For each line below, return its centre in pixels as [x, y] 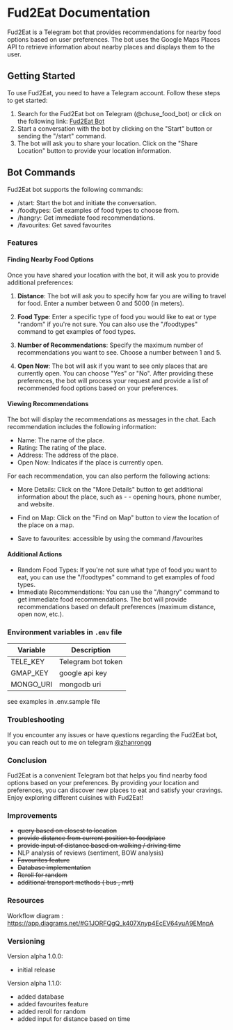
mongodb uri [80, 684]
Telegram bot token [91, 662]
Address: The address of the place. [68, 455]
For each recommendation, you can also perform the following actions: [109, 476]
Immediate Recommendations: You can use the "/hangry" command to [119, 592]
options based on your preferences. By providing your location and [103, 782]
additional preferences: [40, 282]
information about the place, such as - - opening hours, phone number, [119, 497]
